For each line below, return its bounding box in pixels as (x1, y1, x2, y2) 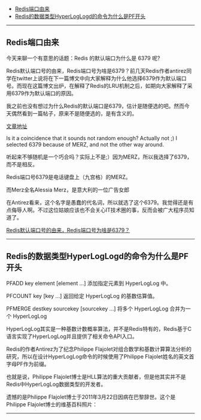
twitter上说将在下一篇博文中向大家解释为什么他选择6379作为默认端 (16, 74, 181, 82)
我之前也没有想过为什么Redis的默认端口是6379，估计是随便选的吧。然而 (6, 102, 185, 109)
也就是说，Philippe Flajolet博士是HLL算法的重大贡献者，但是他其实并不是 (6, 373, 187, 380)
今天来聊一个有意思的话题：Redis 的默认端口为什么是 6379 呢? (6, 54, 160, 62)
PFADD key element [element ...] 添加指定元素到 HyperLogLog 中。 (6, 279, 172, 287)
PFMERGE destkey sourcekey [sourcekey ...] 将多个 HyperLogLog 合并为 (6, 305, 185, 312)
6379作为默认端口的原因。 (11, 89, 77, 97)
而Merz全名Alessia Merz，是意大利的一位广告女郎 (6, 186, 130, 193)
